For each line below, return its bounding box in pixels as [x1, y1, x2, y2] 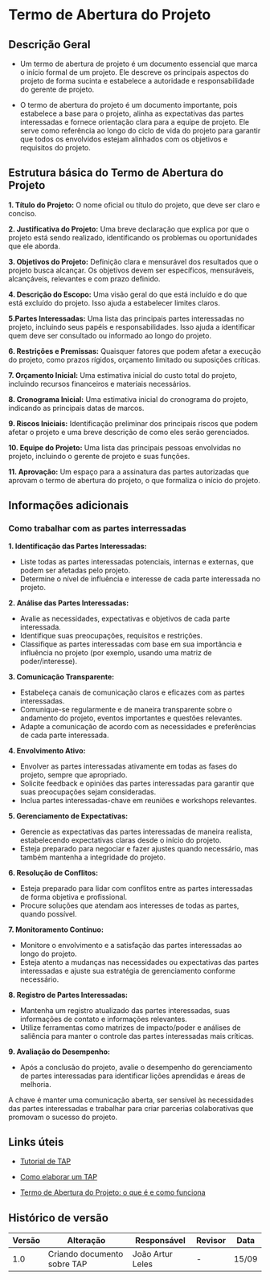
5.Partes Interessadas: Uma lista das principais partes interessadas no [8, 314, 245, 323]
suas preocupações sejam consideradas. [19, 786, 157, 797]
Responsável [135, 1235, 186, 1246]
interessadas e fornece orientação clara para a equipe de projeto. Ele [19, 117, 250, 126]
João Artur [132, 1249, 173, 1260]
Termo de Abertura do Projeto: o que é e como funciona [19, 1188, 207, 1197]
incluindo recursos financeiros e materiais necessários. [8, 379, 191, 388]
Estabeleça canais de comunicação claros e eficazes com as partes [19, 687, 245, 697]
